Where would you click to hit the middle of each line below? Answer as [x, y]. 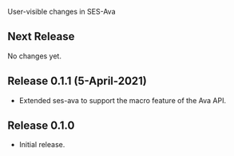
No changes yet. [34, 56]
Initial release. [42, 145]
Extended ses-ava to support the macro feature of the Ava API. [123, 100]
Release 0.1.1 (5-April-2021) [77, 81]
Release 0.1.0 [41, 126]
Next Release [41, 36]
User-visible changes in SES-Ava [62, 12]
